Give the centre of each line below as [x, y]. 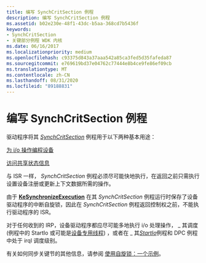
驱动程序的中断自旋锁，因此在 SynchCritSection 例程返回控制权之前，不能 [100, 204]
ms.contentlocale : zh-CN [38, 75]
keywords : [19, 29]
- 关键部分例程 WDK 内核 [34, 41]
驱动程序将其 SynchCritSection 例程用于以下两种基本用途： [81, 136]
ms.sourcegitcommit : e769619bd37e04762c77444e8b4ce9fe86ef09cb [89, 63]
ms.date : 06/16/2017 [33, 47]
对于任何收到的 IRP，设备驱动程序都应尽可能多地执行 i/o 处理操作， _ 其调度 [102, 225]
